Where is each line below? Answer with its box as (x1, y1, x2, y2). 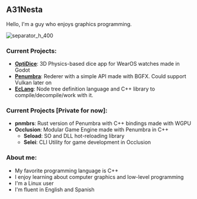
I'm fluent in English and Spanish (14, 186, 95, 193)
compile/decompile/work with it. (14, 92, 93, 99)
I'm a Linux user (14, 179, 54, 187)
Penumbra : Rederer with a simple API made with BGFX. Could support (14, 73, 186, 80)
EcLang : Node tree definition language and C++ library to (14, 85, 156, 92)
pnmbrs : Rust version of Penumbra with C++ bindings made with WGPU (14, 120, 191, 127)
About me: (6, 153, 37, 162)
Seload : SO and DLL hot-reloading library (23, 133, 125, 140)
